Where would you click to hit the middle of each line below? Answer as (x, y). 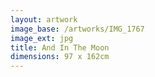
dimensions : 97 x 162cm (60, 57)
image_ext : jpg (42, 38)
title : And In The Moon (60, 47)
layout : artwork (44, 19)
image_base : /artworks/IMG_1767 (77, 29)
